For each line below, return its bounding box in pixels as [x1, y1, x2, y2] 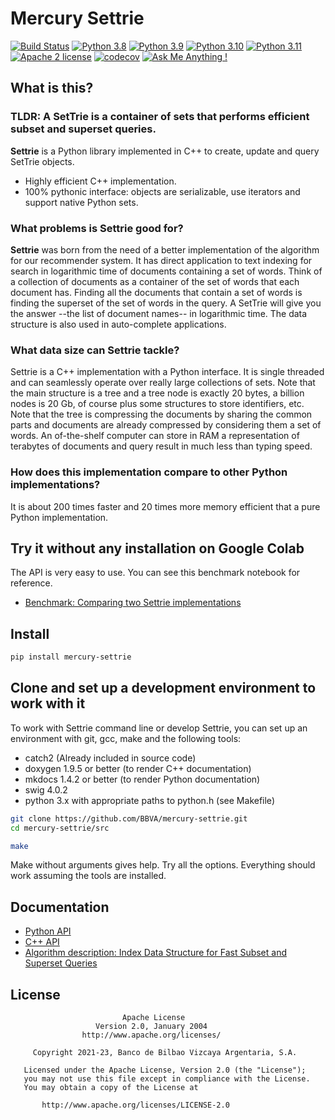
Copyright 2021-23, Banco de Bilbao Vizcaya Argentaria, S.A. [32, 1048, 298, 1058]
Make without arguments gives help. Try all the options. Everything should [10, 859, 316, 871]
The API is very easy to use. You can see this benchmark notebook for [10, 567, 301, 579]
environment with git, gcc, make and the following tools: [10, 732, 242, 744]
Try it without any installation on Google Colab [10, 540, 305, 557]
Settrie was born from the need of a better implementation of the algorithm [10, 243, 320, 256]
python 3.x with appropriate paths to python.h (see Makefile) [24, 794, 275, 806]
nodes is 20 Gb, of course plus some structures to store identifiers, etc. [10, 398, 305, 410]
